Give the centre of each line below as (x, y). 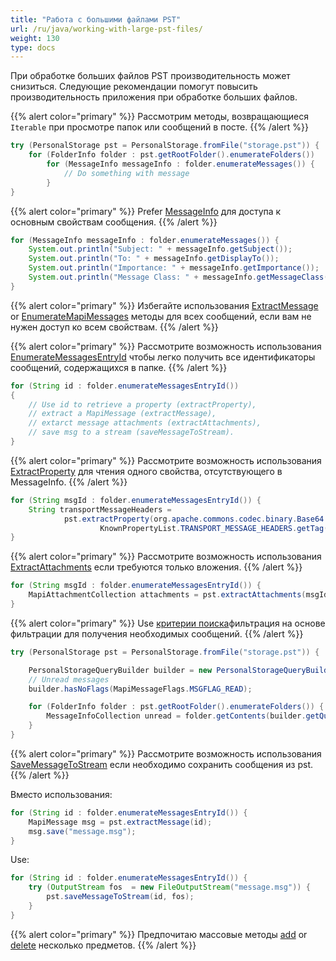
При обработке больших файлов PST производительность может (150, 76)
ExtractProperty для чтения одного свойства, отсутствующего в (146, 471)
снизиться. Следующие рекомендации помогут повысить (134, 87)
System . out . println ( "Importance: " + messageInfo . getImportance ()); (174, 268)
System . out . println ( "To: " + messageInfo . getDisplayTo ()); (154, 259)
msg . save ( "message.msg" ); (82, 831)
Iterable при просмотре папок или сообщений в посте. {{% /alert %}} (159, 127)
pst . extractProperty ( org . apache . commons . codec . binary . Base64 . (196, 519)
